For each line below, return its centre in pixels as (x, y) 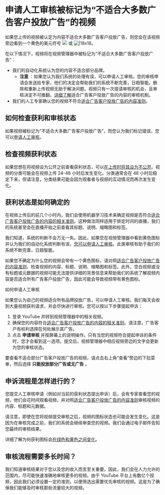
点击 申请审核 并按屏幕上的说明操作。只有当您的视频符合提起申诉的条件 (84, 335)
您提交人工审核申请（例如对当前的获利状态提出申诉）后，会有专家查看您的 (80, 394)
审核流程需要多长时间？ (41, 456)
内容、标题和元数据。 (27, 406)
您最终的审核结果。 (25, 429)
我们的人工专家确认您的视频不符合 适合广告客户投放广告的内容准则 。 (81, 101)
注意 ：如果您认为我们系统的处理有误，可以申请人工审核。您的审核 (87, 76)
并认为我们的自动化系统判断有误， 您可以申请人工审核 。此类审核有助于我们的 (82, 244)
